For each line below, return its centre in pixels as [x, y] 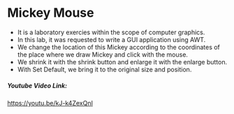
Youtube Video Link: [37, 85]
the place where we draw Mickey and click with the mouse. [103, 55]
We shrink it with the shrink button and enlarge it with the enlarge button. [122, 62]
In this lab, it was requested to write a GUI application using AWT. [111, 39]
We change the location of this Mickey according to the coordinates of [118, 47]
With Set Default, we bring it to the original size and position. [104, 69]
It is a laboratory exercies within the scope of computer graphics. [111, 32]
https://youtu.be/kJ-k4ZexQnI [50, 103]
